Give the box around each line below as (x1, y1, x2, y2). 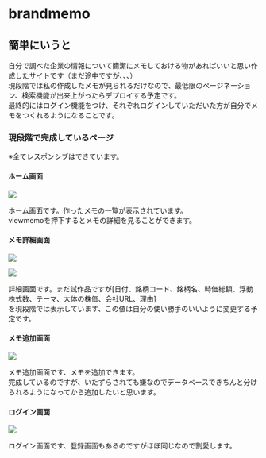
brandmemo (8, 5, 91, 23)
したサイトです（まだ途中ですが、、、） (14, 71, 137, 80)
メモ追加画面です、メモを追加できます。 (8, 367, 140, 377)
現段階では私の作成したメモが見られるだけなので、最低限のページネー (8, 81, 237, 90)
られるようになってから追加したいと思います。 (8, 387, 160, 397)
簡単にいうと (8, 38, 71, 52)
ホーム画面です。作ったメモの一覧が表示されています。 (8, 206, 188, 215)
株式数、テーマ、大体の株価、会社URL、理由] (8, 294, 156, 303)
